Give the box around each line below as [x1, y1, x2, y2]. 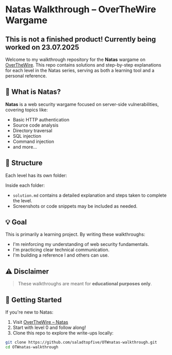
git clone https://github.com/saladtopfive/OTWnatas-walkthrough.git [5, 340, 158, 345]
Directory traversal [12, 127, 52, 134]
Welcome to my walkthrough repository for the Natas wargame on [5, 56, 145, 62]
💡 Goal [5, 218, 27, 226]
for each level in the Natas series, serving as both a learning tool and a [5, 68, 155, 73]
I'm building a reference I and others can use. [12, 252, 109, 258]
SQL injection [12, 133, 42, 139]
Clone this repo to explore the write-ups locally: [12, 330, 114, 336]
